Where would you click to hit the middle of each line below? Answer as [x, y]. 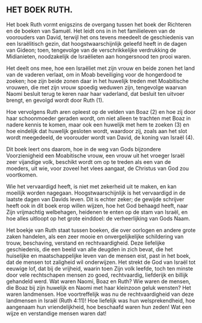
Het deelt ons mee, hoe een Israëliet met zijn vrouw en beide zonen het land [101, 68]
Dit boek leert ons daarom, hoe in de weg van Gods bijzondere [84, 149]
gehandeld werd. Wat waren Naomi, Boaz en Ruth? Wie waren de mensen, [98, 281]
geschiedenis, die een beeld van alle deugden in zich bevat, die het [90, 249]
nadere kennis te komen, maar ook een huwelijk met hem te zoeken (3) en [98, 124]
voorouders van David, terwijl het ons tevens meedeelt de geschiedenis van [100, 37]
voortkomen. [22, 175]
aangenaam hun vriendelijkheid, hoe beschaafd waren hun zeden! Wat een [99, 307]
